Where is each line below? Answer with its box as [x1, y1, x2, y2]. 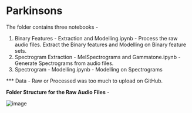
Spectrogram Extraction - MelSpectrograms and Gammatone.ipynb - [14, 53, 181, 60]
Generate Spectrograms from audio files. [14, 60, 114, 67]
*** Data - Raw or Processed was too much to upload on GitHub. [6, 77, 163, 84]
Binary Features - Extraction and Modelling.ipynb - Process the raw [14, 35, 178, 42]
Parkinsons [6, 4, 63, 18]
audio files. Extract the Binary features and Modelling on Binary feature [14, 41, 187, 48]
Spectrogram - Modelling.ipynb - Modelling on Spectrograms [14, 66, 163, 73]
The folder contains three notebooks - [6, 23, 99, 30]
